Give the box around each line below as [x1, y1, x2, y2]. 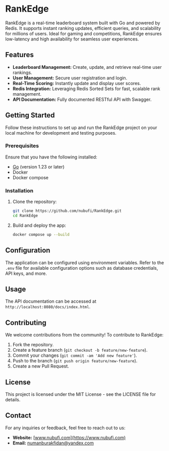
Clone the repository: [12, 198, 57, 205]
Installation [5, 187, 34, 194]
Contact [5, 411, 31, 420]
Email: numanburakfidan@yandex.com [12, 440, 94, 446]
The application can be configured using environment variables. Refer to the [5, 259, 164, 266]
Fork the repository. [12, 342, 54, 348]
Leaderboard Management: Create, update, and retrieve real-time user [12, 64, 162, 70]
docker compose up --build [12, 232, 70, 237]
